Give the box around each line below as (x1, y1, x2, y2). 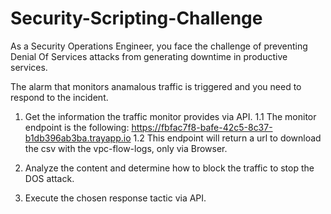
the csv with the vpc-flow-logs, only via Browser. (24, 142, 228, 154)
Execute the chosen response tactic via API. (24, 192, 207, 204)
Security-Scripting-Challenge (10, 7, 263, 30)
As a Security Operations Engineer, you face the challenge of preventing (10, 40, 308, 52)
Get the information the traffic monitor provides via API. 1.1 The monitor (24, 110, 317, 122)
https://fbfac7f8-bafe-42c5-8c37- (131, 121, 273, 133)
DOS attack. (24, 172, 75, 184)
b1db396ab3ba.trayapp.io (24, 132, 132, 144)
